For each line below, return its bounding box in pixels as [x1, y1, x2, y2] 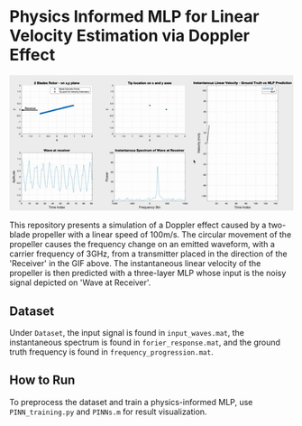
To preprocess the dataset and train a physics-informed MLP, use [9, 396, 253, 407]
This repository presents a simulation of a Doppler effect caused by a [9, 219, 267, 231]
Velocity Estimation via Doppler [9, 25, 251, 46]
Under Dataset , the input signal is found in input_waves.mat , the [9, 327, 245, 338]
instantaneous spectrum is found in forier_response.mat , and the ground [9, 337, 281, 347]
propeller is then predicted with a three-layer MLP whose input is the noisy [9, 268, 287, 279]
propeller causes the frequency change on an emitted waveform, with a [9, 239, 275, 250]
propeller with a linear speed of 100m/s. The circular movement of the [32, 229, 292, 240]
